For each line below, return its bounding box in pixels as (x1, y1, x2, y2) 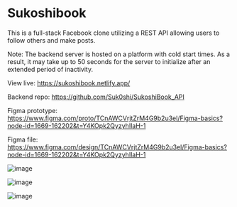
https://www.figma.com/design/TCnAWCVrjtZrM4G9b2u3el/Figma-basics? (7, 142, 227, 151)
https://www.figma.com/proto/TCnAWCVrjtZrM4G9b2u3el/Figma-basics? (7, 114, 224, 122)
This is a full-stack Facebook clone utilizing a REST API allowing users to (7, 28, 220, 37)
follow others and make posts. (7, 36, 96, 44)
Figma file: (7, 135, 38, 144)
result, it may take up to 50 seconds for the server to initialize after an (7, 57, 211, 65)
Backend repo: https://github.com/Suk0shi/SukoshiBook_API (7, 92, 184, 101)
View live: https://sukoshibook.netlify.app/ (7, 78, 131, 87)
